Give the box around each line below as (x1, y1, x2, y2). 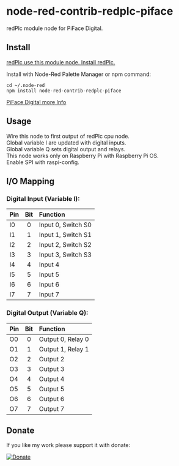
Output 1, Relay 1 (38, 345, 89, 353)
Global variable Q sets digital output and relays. (6, 145, 126, 152)
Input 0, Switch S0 (38, 220, 92, 229)
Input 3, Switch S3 (38, 250, 92, 259)
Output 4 (38, 375, 65, 383)
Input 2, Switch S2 (38, 241, 92, 249)
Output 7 (38, 404, 65, 413)
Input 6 (38, 280, 60, 289)
